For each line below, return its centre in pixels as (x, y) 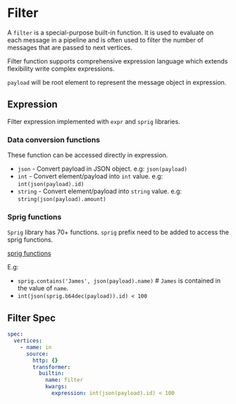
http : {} (45, 360)
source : (37, 354)
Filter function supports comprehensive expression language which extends (118, 61)
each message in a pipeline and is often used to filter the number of (106, 39)
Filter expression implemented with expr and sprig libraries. (94, 121)
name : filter (64, 380)
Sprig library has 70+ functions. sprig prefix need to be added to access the (118, 232)
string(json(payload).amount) (62, 200)
